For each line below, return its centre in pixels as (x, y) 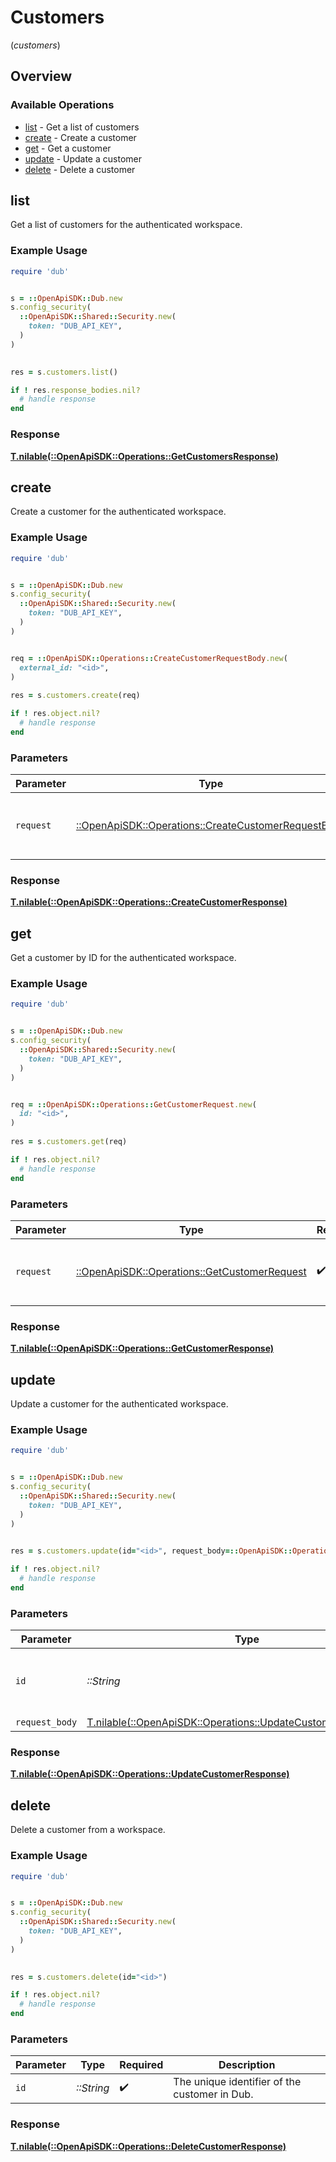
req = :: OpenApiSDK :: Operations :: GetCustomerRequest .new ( (133, 1104)
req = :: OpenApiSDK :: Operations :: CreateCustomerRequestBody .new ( (149, 658)
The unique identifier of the (237, 2082)
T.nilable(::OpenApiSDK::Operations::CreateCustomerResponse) (149, 902)
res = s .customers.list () (64, 372)
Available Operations (62, 105)
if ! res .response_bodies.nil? (75, 390)
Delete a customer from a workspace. (88, 1830)
